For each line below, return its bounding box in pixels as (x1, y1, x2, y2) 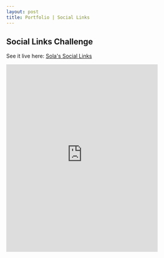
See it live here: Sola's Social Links (6, 52, 93, 60)
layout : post (6, 8, 39, 15)
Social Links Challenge (6, 37, 93, 47)
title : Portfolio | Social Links (6, 14, 90, 20)
